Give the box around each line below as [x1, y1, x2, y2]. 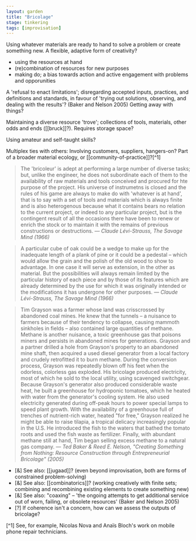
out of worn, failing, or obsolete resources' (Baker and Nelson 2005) [14, 498, 180, 505]
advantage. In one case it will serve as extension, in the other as [20, 264, 176, 271]
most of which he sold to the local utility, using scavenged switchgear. [20, 375, 190, 382]
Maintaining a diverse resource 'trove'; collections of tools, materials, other [6, 118, 187, 126]
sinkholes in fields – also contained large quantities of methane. [20, 325, 174, 332]
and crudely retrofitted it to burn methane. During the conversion [20, 356, 177, 363]
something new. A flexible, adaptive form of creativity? [6, 47, 137, 55]
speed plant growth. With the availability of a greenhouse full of [20, 406, 174, 413]
